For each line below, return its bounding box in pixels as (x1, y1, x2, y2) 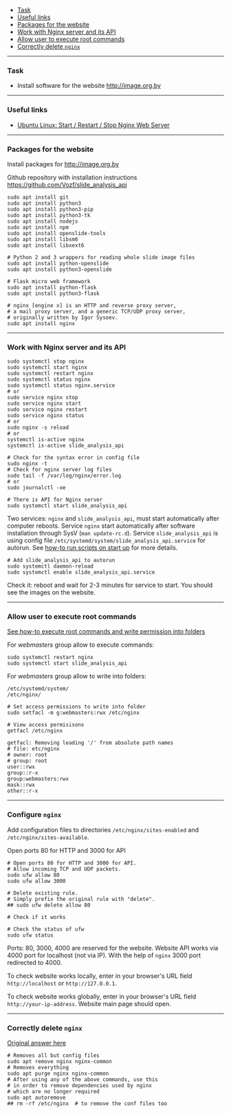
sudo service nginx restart (7, 406, 88, 413)
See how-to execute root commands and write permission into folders (7, 627, 206, 636)
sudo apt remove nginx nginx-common (7, 1058, 112, 1065)
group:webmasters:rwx (7, 776, 69, 783)
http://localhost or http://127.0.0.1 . (7, 979, 117, 987)
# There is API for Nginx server (7, 496, 103, 504)
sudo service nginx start (7, 400, 81, 408)
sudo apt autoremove (7, 1094, 67, 1102)
